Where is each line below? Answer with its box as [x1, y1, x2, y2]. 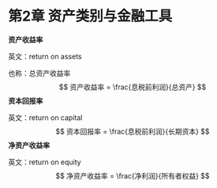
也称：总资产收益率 [8, 68, 71, 77]
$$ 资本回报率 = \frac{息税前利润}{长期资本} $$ [54, 126, 211, 136]
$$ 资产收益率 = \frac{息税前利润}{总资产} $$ [58, 82, 207, 92]
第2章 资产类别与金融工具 [8, 7, 173, 25]
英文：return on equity [8, 157, 81, 167]
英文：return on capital [8, 112, 83, 122]
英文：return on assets [8, 51, 82, 61]
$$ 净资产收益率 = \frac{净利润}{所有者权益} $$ [54, 171, 211, 180]
